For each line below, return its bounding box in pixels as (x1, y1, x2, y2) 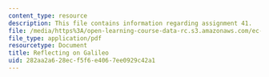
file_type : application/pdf (8, 34, 102, 43)
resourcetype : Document (8, 42, 88, 50)
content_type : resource (8, 11, 88, 20)
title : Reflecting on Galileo (8, 49, 110, 57)
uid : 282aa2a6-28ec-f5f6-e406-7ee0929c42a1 (8, 57, 156, 65)
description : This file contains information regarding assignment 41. (8, 19, 252, 27)
